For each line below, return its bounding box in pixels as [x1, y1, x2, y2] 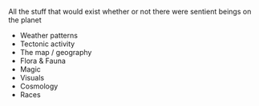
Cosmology [19, 81, 59, 91]
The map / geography [19, 48, 92, 57]
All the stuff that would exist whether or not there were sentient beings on [8, 7, 252, 16]
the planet [8, 15, 42, 25]
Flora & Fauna [19, 56, 67, 65]
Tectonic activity [19, 39, 75, 49]
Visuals [19, 73, 45, 82]
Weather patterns [19, 31, 79, 40]
